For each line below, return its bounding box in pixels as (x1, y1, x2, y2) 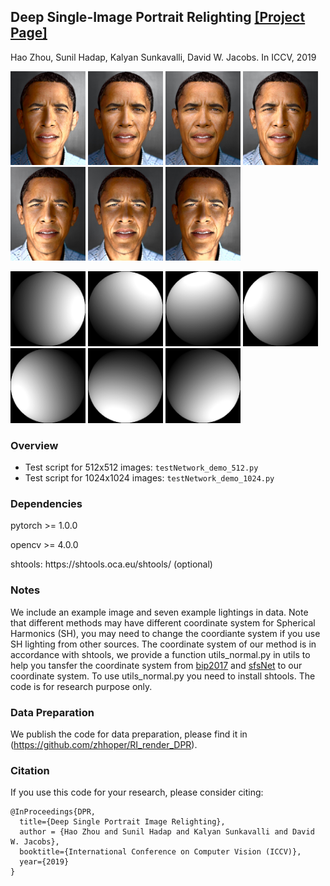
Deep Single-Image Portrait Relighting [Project (10, 9, 306, 26)
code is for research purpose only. (10, 680, 153, 692)
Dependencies (10, 497, 83, 511)
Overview (10, 438, 59, 452)
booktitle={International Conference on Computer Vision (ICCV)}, (19, 847, 302, 857)
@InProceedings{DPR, (10, 807, 97, 817)
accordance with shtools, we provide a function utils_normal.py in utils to (10, 648, 311, 660)
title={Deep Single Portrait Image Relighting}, (19, 817, 226, 827)
